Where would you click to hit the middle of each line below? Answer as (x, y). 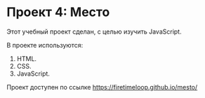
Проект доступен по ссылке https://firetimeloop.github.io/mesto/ (102, 87)
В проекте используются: (45, 45)
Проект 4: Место (58, 12)
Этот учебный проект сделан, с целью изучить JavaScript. (94, 31)
